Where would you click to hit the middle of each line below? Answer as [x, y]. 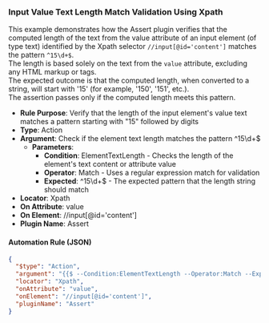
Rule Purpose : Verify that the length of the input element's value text [133, 113]
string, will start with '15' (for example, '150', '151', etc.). [99, 89]
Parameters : [53, 147]
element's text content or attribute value [110, 164]
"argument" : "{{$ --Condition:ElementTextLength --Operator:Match [128, 274]
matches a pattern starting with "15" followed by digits [109, 122]
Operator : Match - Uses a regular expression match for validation [152, 173]
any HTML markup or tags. [52, 72]
